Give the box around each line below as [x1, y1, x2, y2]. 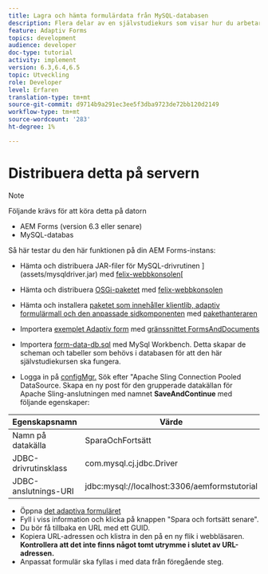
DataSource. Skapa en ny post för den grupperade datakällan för [19, 380, 233, 390]
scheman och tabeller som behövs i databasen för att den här [19, 348, 223, 357]
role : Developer [8, 78, 62, 86]
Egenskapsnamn [12, 416, 77, 427]
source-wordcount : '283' [8, 116, 91, 124]
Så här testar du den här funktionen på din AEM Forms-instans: [8, 245, 216, 255]
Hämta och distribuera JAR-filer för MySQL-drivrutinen [19, 261, 201, 270]
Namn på [12, 430, 46, 441]
